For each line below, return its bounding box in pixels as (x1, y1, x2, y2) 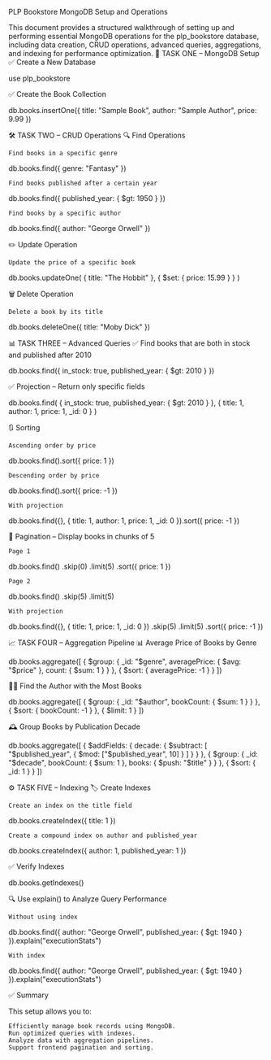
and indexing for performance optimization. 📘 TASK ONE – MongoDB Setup (8, 49, 260, 58)
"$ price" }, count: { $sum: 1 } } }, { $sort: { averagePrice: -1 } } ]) (8, 665, 222, 674)
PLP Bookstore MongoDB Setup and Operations (8, 7, 168, 16)
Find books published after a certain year (8, 179, 158, 187)
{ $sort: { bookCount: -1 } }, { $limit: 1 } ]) (8, 705, 144, 715)
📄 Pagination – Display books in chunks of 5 (8, 532, 155, 541)
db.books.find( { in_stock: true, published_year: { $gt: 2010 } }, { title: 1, (8, 398, 245, 408)
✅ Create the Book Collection (8, 89, 107, 98)
